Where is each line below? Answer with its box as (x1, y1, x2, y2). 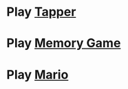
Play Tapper (6, 4, 76, 20)
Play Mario (6, 66, 69, 82)
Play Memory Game (6, 36, 121, 51)
